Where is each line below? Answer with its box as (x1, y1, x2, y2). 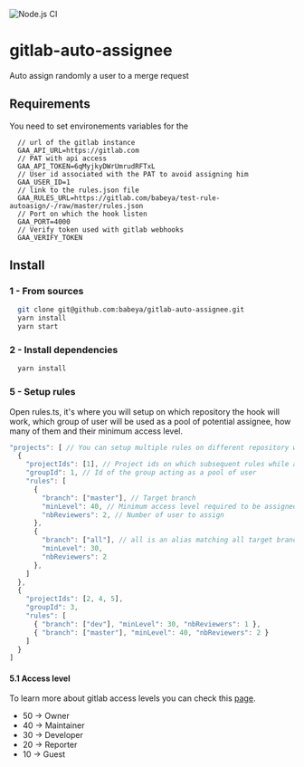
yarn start (17, 322, 59, 331)
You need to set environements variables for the (9, 120, 188, 131)
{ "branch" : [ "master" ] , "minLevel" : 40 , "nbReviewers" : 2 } (33, 628, 270, 638)
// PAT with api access (17, 154, 107, 163)
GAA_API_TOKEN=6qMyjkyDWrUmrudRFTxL (17, 161, 156, 171)
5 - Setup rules (9, 386, 76, 398)
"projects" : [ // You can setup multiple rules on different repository (9, 443, 290, 452)
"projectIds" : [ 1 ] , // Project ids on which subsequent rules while (25, 460, 290, 469)
